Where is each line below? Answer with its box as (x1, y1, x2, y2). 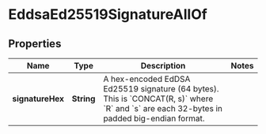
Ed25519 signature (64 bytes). (102, 84, 219, 94)
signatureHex (12, 93, 65, 104)
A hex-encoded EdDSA (102, 73, 191, 84)
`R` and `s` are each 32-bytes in (102, 103, 223, 114)
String (71, 93, 96, 104)
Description (140, 61, 186, 71)
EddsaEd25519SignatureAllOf (8, 6, 207, 24)
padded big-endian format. (102, 113, 205, 124)
